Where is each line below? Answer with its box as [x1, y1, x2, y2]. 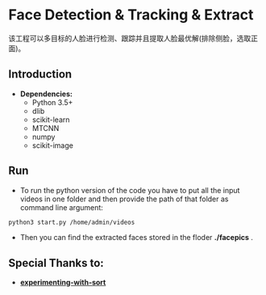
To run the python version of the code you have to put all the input [19, 185, 240, 195]
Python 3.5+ [31, 97, 73, 107]
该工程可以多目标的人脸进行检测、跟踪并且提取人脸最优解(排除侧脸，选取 [8, 33, 251, 43]
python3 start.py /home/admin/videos [8, 218, 135, 226]
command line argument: [19, 202, 103, 212]
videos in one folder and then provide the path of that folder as [19, 194, 229, 204]
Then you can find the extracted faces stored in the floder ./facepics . [19, 233, 254, 242]
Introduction [8, 67, 73, 82]
